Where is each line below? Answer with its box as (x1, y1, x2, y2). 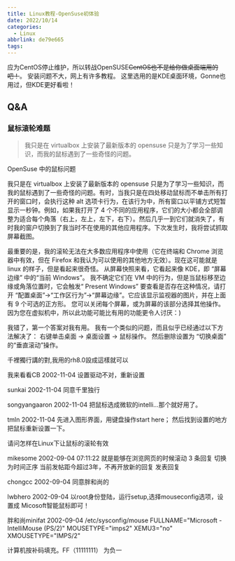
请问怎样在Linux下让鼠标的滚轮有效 (7, 439, 109, 447)
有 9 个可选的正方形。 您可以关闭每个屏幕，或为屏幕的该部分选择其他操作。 (7, 299, 225, 308)
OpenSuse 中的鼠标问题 (7, 164, 76, 173)
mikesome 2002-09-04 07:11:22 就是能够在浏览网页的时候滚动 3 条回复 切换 (7, 454, 227, 462)
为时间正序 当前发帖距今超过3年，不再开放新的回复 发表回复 (7, 462, 180, 471)
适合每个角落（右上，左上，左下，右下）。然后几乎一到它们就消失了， (19, 215, 219, 223)
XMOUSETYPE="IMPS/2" (7, 531, 81, 540)
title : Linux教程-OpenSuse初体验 (7, 10, 99, 18)
